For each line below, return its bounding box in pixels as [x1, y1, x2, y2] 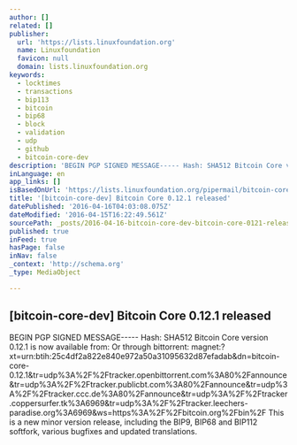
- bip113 [17, 95, 49, 104]
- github [17, 144, 49, 153]
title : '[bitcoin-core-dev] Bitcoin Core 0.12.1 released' [9, 194, 232, 203]
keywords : [9, 71, 46, 80]
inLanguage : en [9, 169, 65, 178]
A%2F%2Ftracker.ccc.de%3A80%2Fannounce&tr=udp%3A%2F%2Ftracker [9, 388, 288, 399]
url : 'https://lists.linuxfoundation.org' [17, 37, 176, 47]
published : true [9, 226, 69, 235]
